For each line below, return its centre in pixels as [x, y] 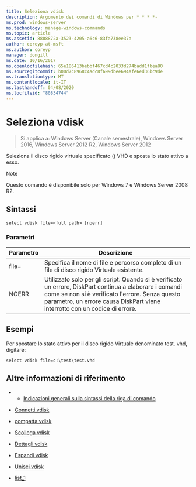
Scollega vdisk [32, 433]
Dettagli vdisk [31, 444]
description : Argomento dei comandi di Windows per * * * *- [82, 17]
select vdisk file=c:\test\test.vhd [50, 361]
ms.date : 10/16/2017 [31, 60]
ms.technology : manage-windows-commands [56, 28]
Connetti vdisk [32, 410]
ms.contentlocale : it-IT [36, 83]
